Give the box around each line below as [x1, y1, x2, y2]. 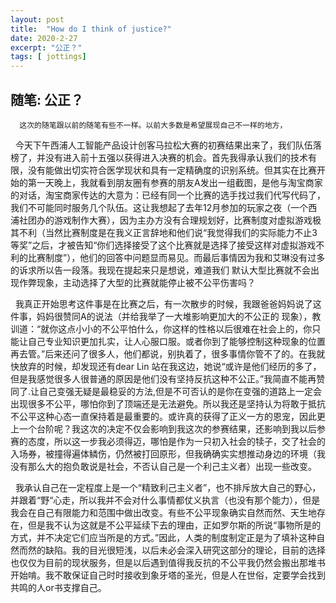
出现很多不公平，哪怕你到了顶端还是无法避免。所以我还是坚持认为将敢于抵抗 [10, 397, 326, 410]
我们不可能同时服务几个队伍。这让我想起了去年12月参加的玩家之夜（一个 [10, 201, 309, 213]
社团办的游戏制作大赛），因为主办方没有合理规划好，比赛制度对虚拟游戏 [18, 214, 313, 226]
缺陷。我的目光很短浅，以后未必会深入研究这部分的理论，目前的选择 [44, 544, 326, 556]
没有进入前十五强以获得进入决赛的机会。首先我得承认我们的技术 [44, 151, 308, 163]
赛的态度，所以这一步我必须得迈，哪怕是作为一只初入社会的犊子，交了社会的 [10, 435, 326, 447]
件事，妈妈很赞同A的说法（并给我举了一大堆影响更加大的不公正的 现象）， [10, 310, 313, 322]
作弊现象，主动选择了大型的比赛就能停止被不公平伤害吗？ [18, 276, 256, 288]
